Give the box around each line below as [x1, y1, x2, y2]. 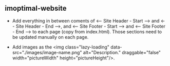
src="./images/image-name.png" [12, 49, 82, 55]
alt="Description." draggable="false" [83, 49, 161, 55]
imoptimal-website [5, 4, 67, 13]
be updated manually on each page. [12, 34, 89, 40]
